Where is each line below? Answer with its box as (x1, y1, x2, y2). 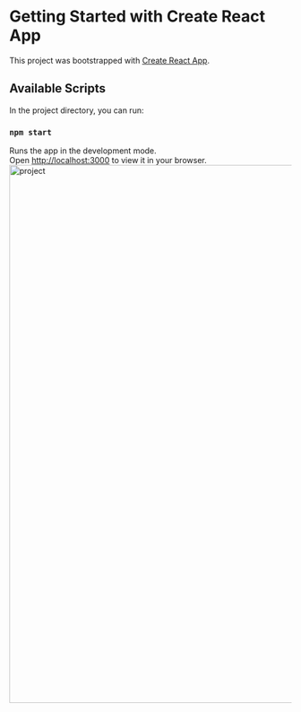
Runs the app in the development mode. (9, 145, 157, 156)
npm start (9, 127, 52, 137)
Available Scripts (9, 81, 106, 96)
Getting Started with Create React (9, 6, 266, 27)
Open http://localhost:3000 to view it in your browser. (9, 155, 208, 166)
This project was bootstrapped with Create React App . (9, 55, 211, 65)
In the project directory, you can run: (9, 105, 144, 116)
